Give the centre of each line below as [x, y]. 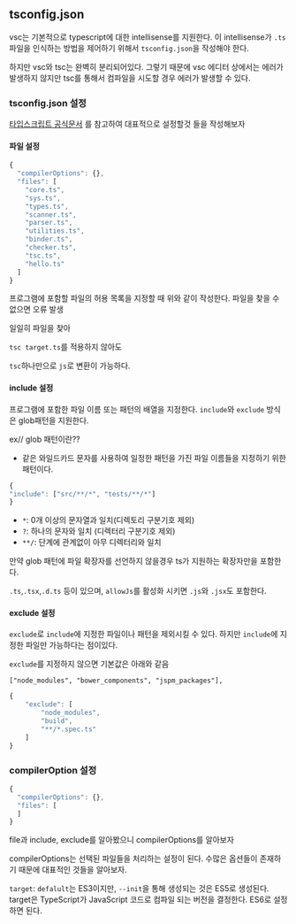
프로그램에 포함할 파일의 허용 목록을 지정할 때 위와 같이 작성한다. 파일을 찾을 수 [144, 298]
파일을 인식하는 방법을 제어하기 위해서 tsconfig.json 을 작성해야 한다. [129, 48]
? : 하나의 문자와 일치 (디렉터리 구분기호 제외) [99, 531]
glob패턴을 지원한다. [53, 420]
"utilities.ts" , [55, 231]
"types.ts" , [47, 206]
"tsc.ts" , [43, 256]
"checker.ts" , [51, 248]
